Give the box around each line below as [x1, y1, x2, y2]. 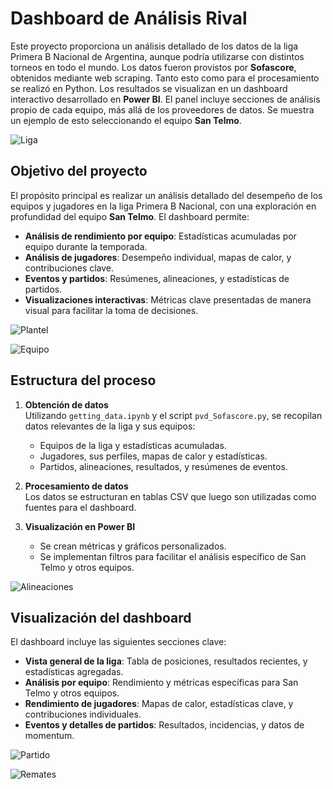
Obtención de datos [24, 398, 109, 411]
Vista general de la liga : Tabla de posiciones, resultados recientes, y [24, 655, 308, 667]
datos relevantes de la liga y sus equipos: [24, 420, 196, 432]
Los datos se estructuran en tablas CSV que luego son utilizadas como [24, 490, 317, 502]
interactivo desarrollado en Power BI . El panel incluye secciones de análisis [10, 93, 321, 105]
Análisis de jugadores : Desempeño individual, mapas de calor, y [24, 251, 292, 263]
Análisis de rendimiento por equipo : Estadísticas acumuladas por [24, 230, 297, 242]
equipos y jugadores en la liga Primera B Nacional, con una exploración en [10, 200, 317, 212]
